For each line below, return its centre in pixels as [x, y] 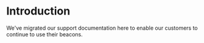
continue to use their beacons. [45, 34]
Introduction [38, 11]
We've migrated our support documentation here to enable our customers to [102, 28]
